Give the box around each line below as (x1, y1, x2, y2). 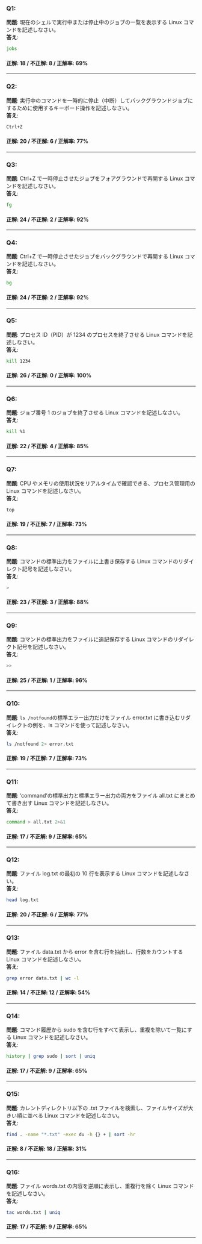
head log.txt (6, 897, 39, 903)
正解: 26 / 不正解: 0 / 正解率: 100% (6, 372, 92, 379)
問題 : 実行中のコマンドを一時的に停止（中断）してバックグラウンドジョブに (6, 96, 194, 104)
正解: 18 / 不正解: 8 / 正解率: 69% (6, 59, 88, 67)
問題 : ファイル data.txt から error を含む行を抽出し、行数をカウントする (6, 948, 183, 955)
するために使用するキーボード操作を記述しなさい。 (6, 104, 133, 111)
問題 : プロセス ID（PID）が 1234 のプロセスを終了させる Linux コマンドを (6, 331, 188, 338)
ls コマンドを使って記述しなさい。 (47, 721, 133, 728)
